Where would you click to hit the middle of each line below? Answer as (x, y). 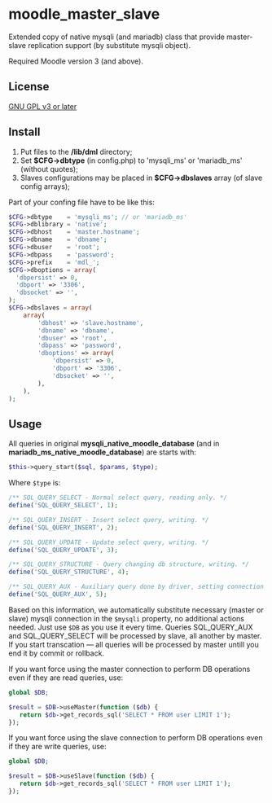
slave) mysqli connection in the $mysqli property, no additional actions (127, 618)
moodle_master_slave (84, 14)
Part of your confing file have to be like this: (81, 202)
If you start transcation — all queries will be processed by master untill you (134, 644)
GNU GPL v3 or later (43, 106)
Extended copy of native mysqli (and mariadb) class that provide (117, 37)
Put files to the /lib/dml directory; (76, 151)
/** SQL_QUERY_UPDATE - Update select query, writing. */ (109, 542)
